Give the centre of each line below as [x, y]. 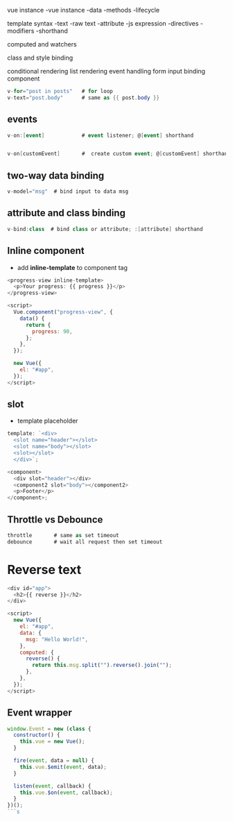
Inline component [46, 251]
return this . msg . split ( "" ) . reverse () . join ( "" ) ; [102, 666]
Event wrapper [40, 713]
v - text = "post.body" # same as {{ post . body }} [83, 98]
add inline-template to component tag [72, 267]
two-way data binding [56, 175]
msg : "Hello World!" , [57, 639]
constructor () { [37, 735]
